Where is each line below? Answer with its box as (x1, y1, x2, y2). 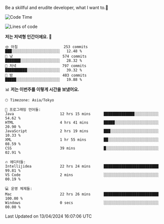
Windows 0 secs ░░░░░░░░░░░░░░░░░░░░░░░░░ (5, 200, 159, 205)
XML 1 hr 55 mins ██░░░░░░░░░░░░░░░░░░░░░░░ (5, 137, 159, 142)
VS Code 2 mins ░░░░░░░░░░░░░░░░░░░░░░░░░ (5, 173, 159, 177)
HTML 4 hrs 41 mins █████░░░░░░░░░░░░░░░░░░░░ (5, 120, 159, 125)
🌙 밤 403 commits (5, 73, 87, 78)
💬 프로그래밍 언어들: (5, 107, 41, 112)
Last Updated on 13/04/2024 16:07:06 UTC (5, 213, 92, 219)
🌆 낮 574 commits (5, 54, 87, 59)
